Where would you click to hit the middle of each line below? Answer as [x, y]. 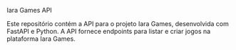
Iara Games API [30, 10]
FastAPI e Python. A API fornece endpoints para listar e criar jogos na [109, 31]
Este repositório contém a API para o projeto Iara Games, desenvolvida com [118, 24]
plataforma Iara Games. [41, 39]
